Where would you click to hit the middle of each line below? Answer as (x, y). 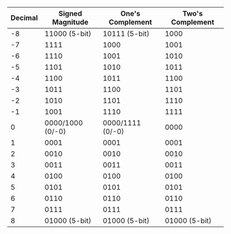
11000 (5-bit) (68, 34)
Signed (70, 13)
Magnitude (70, 22)
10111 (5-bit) (126, 34)
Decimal (24, 18)
